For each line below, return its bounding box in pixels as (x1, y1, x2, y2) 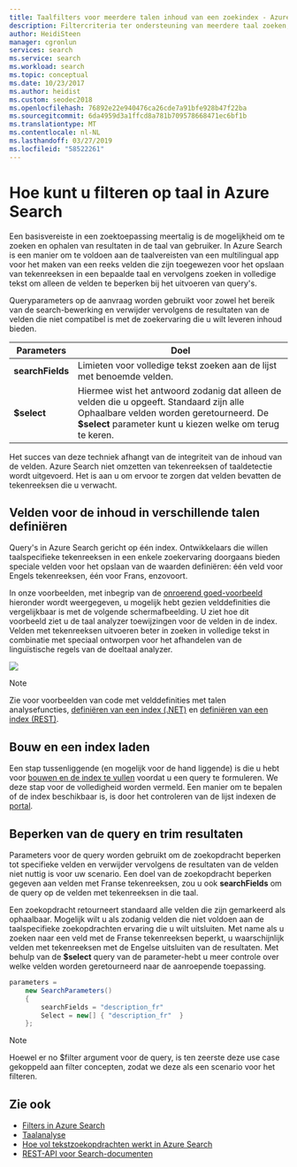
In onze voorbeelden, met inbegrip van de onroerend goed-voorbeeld (9, 587, 263, 598)
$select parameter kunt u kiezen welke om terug (78, 418, 280, 430)
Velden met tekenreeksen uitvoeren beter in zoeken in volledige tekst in (9, 626, 270, 636)
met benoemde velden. (78, 370, 174, 382)
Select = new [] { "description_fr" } (41, 1010, 184, 1020)
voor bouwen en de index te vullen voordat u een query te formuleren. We (9, 772, 278, 783)
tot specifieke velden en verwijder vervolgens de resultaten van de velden (9, 859, 278, 870)
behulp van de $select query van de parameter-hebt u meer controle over (9, 952, 280, 962)
